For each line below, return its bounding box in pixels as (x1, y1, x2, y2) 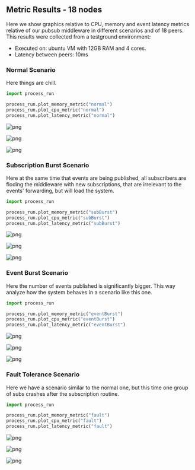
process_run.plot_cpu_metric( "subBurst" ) (6, 215, 110, 221)
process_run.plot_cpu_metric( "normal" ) (6, 107, 105, 113)
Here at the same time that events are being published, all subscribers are (6, 174, 187, 182)
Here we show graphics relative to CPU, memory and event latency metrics (6, 20, 190, 27)
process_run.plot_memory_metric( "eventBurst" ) (6, 311, 123, 317)
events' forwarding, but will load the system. (6, 187, 114, 194)
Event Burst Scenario (6, 269, 68, 277)
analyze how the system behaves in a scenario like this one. (6, 288, 152, 296)
